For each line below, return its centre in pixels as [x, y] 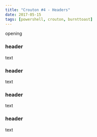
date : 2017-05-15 [23, 15]
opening [14, 34]
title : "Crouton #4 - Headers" [38, 10]
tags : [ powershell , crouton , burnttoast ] [49, 19]
